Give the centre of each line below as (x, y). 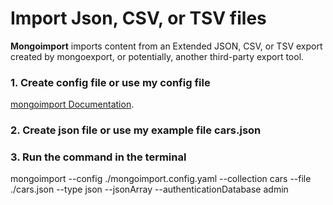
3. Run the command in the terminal (98, 157)
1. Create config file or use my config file (110, 82)
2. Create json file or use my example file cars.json (136, 130)
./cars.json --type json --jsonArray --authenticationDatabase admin (149, 189)
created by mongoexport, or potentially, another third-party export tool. (157, 56)
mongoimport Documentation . (72, 104)
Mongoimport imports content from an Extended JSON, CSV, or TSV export (166, 46)
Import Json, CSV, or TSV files (138, 18)
